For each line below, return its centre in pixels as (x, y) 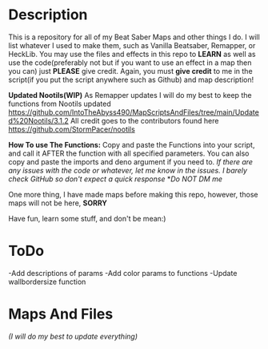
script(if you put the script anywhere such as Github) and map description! (131, 79)
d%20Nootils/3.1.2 (39, 120)
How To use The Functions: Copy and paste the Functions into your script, (132, 144)
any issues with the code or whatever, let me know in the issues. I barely (128, 170)
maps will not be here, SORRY (58, 203)
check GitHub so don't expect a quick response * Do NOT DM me (115, 179)
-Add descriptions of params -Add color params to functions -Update (123, 273)
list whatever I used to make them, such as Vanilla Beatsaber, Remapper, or (132, 45)
